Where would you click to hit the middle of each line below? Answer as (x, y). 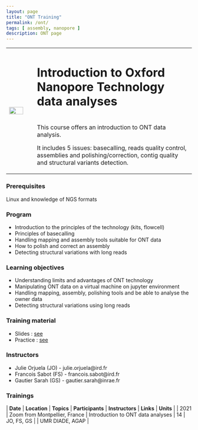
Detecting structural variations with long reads (71, 252)
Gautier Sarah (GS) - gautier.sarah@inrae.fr (67, 380)
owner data (28, 299)
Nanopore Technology (101, 87)
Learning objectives (35, 267)
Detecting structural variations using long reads (72, 305)
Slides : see (29, 333)
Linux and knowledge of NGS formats (52, 199)
